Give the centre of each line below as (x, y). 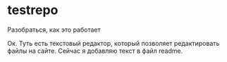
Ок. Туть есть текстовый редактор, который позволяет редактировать (114, 43)
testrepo (33, 10)
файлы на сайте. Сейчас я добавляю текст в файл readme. (95, 51)
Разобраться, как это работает (54, 30)
